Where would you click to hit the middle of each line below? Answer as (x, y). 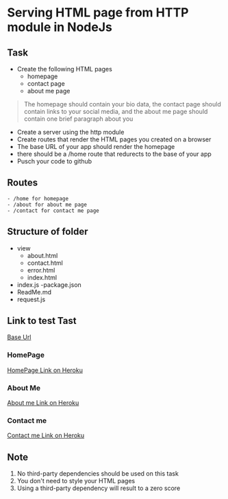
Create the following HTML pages (65, 69)
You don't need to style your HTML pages (76, 481)
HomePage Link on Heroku (45, 370)
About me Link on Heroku (43, 403)
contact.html (45, 263)
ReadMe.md (34, 292)
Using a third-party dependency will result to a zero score (99, 488)
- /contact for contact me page (53, 211)
